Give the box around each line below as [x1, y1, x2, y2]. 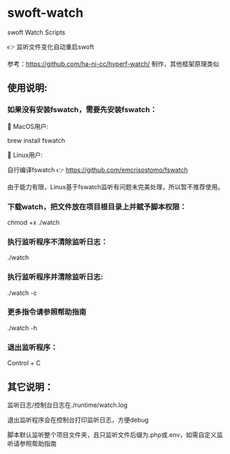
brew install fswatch [7, 136, 65, 144]
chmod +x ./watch [7, 218, 60, 226]
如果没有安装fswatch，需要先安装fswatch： [7, 105, 158, 115]
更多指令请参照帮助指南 [7, 307, 86, 317]
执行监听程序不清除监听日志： [7, 237, 109, 247]
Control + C [7, 359, 41, 367]
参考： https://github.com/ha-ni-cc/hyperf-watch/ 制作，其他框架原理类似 [7, 60, 219, 68]
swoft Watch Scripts [7, 28, 65, 36]
